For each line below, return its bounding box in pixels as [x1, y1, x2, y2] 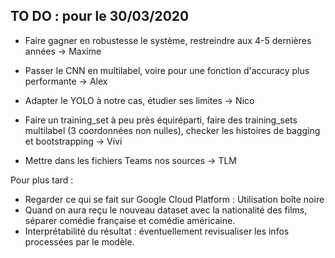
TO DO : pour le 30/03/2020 [10, 8, 190, 25]
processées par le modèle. [24, 235, 135, 248]
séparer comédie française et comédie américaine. [24, 214, 236, 226]
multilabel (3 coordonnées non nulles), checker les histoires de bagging [24, 124, 321, 136]
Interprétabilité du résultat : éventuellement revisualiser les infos [24, 225, 290, 237]
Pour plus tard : [10, 174, 74, 186]
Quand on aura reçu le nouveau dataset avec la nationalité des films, [24, 204, 308, 216]
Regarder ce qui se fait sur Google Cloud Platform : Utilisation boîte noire [24, 193, 325, 205]
